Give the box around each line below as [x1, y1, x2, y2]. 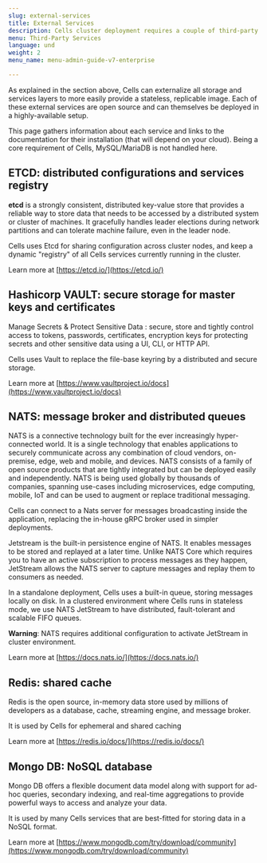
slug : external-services [8, 11, 91, 20]
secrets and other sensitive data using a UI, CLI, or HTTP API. [8, 339, 210, 348]
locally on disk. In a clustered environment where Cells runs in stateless [8, 596, 243, 606]
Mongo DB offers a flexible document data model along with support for [8, 781, 245, 790]
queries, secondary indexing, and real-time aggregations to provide [22, 789, 245, 799]
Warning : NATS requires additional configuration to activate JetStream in [8, 629, 249, 638]
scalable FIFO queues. [8, 613, 82, 623]
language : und [8, 42, 56, 50]
